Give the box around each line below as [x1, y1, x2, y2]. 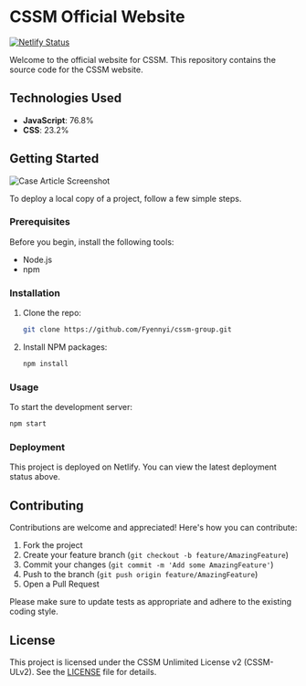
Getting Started [9, 151, 100, 166]
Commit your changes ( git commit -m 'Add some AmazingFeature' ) [22, 559, 274, 570]
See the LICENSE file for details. [36, 667, 157, 677]
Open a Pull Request [22, 578, 100, 590]
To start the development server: [9, 402, 133, 413]
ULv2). [9, 667, 35, 677]
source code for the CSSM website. [9, 64, 143, 75]
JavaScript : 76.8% [22, 114, 94, 125]
